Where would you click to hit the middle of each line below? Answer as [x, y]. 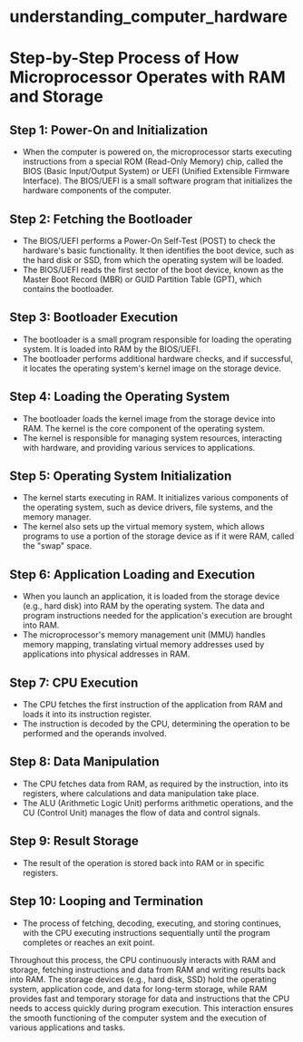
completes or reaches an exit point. [88, 942]
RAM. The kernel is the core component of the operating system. [144, 428]
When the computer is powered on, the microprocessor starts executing [157, 152]
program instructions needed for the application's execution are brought [157, 616]
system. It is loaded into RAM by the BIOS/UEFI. [112, 349]
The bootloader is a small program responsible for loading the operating [157, 339]
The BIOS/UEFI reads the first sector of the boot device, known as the [153, 270]
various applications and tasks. [67, 1027]
